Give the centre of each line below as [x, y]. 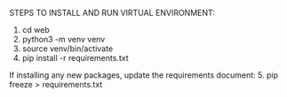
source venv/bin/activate [68, 49]
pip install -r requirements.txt [75, 58]
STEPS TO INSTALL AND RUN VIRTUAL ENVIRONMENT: [112, 13]
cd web [36, 30]
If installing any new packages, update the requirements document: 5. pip [143, 75]
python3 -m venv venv [64, 39]
